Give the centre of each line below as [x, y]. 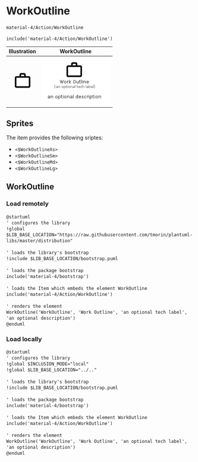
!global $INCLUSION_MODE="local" [48, 364]
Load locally [24, 339]
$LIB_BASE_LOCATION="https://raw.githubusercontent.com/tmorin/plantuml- [100, 235]
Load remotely [28, 204]
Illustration [23, 51]
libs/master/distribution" [40, 241]
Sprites [20, 123]
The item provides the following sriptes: [55, 138]
